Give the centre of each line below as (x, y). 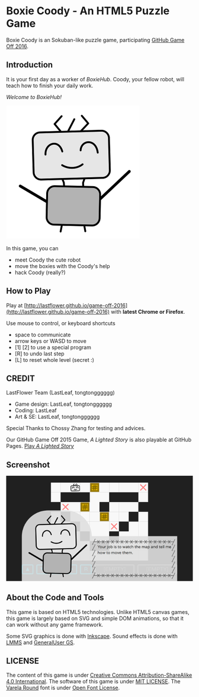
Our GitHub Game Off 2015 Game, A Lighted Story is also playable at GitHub (99, 440)
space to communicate (43, 335)
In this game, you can (32, 248)
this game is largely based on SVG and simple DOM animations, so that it (95, 618)
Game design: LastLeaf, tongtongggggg (63, 404)
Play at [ (16, 305)
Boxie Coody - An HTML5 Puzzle (88, 11)
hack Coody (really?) (40, 272)
